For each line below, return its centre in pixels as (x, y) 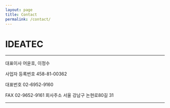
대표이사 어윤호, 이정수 (28, 63)
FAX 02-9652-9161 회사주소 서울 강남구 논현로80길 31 (59, 95)
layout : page (19, 10)
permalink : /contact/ (28, 19)
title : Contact (21, 15)
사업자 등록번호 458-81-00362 (36, 74)
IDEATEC (24, 44)
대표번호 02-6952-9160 (29, 85)
